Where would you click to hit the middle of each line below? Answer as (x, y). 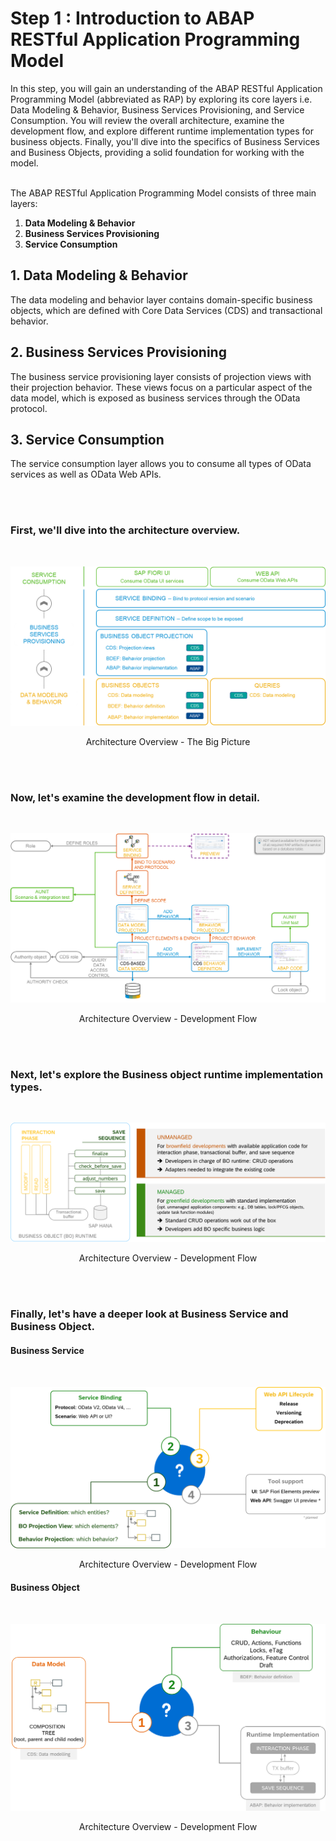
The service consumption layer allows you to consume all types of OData (161, 464)
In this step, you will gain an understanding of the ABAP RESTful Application (166, 88)
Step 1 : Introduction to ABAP (132, 18)
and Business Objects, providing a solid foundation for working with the (157, 152)
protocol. (29, 408)
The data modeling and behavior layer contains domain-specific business (161, 299)
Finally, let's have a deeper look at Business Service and (149, 1314)
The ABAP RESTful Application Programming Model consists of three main (163, 193)
